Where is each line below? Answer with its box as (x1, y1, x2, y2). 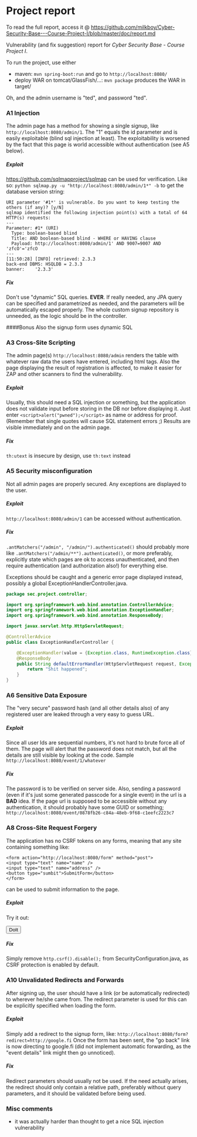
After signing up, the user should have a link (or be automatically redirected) (6, 989, 190, 996)
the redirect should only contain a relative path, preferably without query (6, 1083, 182, 1091)
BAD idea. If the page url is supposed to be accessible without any (6, 797, 167, 804)
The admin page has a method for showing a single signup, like (6, 122, 159, 129)
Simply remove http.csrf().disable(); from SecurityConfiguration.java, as (6, 955, 189, 962)
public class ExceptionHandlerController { (6, 639, 114, 645)
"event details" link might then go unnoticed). (6, 1049, 116, 1056)
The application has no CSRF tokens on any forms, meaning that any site (6, 837, 182, 844)
